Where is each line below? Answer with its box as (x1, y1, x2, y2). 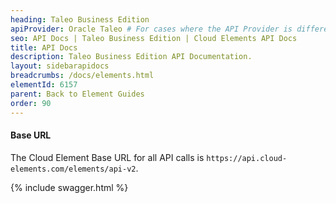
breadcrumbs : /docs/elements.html (10, 71, 155, 81)
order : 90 (10, 98, 52, 108)
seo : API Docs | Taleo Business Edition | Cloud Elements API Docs (10, 33, 298, 43)
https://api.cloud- (206, 153, 288, 163)
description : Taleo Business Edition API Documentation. (10, 52, 253, 62)
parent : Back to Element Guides (10, 89, 145, 99)
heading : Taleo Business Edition (10, 14, 150, 25)
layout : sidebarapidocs (10, 61, 110, 71)
